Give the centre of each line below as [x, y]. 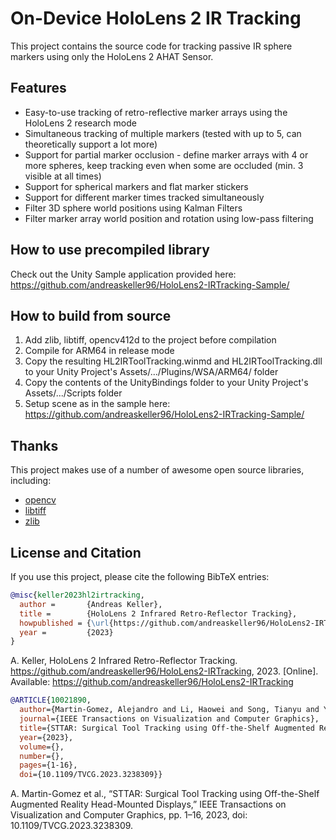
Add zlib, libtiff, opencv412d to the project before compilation [150, 340]
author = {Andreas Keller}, [91, 604]
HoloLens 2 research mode [80, 123]
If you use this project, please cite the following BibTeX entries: [140, 576]
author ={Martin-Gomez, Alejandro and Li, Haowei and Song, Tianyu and [169, 710]
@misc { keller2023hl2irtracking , [77, 595]
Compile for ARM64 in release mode [99, 351]
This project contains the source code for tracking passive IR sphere [151, 46]
